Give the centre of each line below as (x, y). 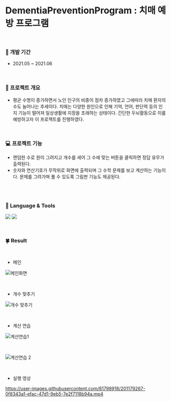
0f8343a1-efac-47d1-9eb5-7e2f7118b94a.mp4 (54, 394)
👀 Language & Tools (30, 206)
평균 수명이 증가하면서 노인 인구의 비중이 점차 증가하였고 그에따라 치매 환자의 (89, 100)
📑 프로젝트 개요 (23, 88)
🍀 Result (16, 240)
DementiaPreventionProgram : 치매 (81, 11)
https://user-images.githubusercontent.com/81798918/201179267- (75, 389)
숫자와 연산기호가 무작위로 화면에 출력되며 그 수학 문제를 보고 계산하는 (82, 170)
